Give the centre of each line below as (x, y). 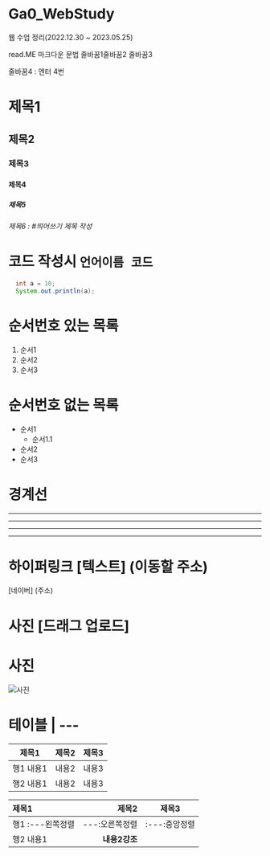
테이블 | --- (44, 725)
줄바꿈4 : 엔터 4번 (37, 71)
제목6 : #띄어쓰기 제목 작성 (50, 226)
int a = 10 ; (36, 283)
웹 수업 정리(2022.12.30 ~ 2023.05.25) (71, 37)
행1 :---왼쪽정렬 (43, 824)
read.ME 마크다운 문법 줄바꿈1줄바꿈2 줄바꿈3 (80, 54)
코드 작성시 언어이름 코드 (81, 262)
